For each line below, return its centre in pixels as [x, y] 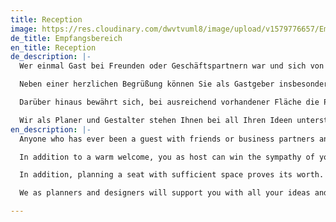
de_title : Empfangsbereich [66, 38]
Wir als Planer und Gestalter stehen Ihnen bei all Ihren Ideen [156, 120]
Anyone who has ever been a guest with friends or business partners [167, 139]
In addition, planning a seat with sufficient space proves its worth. [172, 175]
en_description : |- [51, 129]
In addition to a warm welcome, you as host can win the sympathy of [167, 157]
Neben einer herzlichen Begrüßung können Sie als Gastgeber [147, 84]
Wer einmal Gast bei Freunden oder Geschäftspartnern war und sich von [172, 66]
